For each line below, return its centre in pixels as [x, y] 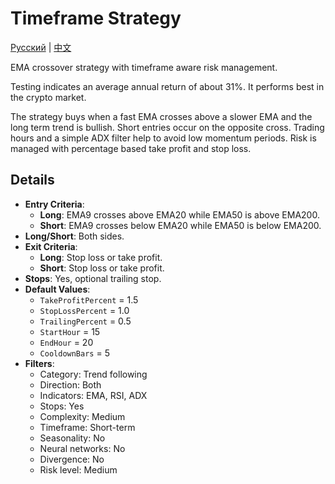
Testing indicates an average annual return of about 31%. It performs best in [167, 86]
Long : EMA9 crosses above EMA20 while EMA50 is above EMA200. [179, 214]
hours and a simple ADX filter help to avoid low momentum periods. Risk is [163, 138]
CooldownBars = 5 [74, 353]
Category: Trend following [93, 374]
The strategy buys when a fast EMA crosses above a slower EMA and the [161, 116]
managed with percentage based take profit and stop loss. [131, 148]
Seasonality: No [72, 438]
